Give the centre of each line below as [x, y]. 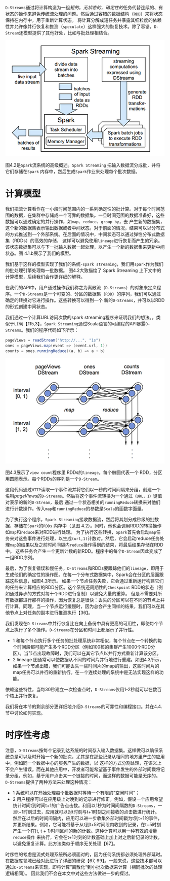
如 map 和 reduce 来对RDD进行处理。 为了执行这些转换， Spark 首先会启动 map [81, 532]
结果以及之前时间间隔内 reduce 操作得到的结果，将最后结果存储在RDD [92, 545]
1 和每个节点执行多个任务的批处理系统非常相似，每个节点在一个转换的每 [87, 640]
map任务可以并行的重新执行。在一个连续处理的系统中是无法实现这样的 [86, 672]
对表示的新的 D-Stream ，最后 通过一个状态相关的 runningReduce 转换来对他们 [83, 502]
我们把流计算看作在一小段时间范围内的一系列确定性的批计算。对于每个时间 [83, 209]
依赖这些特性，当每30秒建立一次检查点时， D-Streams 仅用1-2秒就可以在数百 [83, 689]
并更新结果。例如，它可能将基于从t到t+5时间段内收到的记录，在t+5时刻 [87, 824]
